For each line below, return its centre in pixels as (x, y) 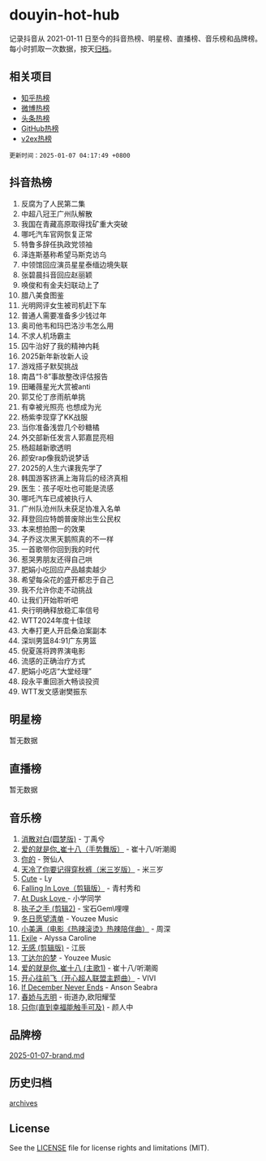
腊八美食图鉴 (42, 295)
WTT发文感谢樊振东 (54, 691)
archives (24, 1102)
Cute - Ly (36, 878)
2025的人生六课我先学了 (62, 467)
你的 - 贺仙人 (43, 859)
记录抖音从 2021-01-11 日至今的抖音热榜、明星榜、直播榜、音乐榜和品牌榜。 (136, 38)
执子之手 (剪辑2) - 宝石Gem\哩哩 (75, 909)
